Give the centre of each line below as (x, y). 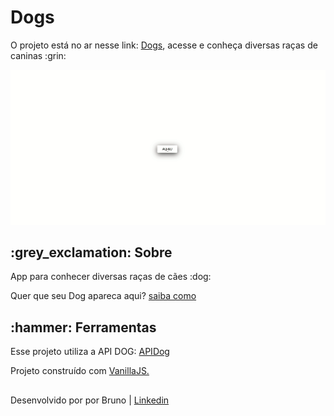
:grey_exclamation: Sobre (91, 252)
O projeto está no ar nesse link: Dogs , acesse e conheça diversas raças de (164, 45)
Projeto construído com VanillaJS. (80, 371)
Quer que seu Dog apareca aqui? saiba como (103, 296)
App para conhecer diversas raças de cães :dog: (111, 277)
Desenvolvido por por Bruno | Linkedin (90, 400)
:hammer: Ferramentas (83, 327)
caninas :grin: (38, 55)
